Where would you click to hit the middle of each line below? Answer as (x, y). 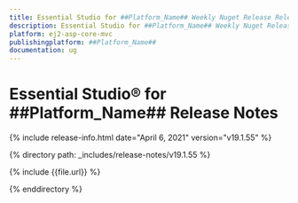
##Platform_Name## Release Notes (144, 113)
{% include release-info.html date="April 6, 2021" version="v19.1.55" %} (141, 137)
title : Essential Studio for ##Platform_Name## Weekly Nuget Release (141, 17)
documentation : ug (43, 51)
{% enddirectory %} (46, 189)
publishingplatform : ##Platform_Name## (83, 42)
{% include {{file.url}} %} (55, 172)
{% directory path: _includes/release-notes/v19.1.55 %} (110, 155)
